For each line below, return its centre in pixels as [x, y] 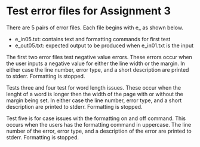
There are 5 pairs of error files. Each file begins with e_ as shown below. [95, 27]
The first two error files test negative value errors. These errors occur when [99, 57]
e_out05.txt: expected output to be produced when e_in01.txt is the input [104, 45]
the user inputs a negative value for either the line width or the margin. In [96, 63]
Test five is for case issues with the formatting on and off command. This [96, 118]
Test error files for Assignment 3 [89, 11]
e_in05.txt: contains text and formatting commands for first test [93, 39]
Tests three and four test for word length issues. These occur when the [93, 87]
